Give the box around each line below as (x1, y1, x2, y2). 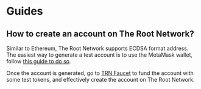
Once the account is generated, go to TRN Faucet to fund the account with (6, 69, 194, 77)
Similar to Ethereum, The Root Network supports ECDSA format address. (6, 44, 189, 52)
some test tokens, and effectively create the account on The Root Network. (6, 76, 195, 83)
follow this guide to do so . (6, 58, 71, 65)
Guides (6, 4, 44, 18)
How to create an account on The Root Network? (6, 29, 194, 39)
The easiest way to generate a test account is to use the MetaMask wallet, (6, 51, 193, 59)
